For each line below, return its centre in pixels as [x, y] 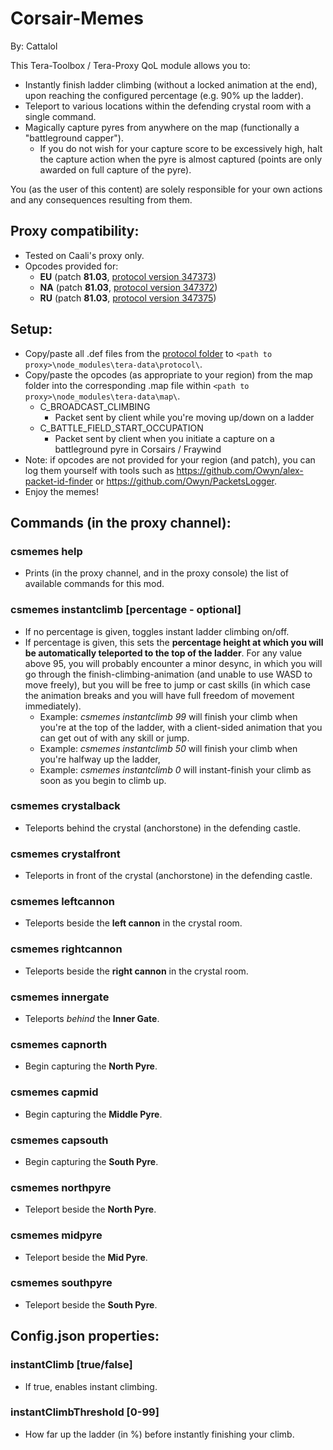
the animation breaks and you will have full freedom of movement [159, 695]
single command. [60, 116]
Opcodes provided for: [71, 266]
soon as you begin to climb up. [103, 780]
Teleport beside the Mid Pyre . [86, 1257]
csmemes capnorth [59, 1044]
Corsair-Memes [77, 18]
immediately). [53, 706]
